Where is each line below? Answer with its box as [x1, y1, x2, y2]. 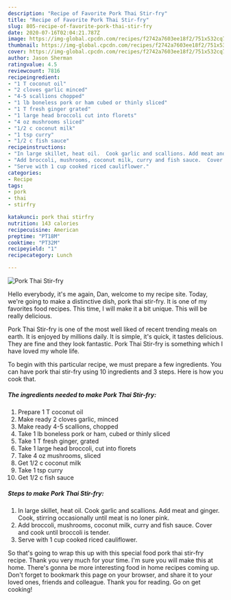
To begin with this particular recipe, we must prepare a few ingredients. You [8, 361, 222, 368]
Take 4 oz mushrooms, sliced [17, 451, 101, 459]
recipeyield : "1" [8, 245, 58, 252]
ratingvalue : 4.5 [8, 61, 58, 68]
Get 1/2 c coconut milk [17, 459, 82, 467]
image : [8, 36, 27, 43]
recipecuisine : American [8, 226, 79, 233]
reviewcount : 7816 [8, 67, 60, 74]
